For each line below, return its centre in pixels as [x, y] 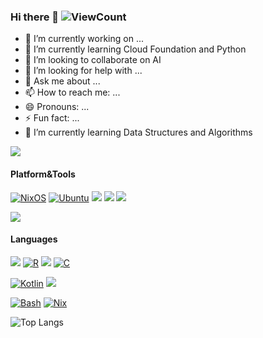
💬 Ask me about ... [62, 81]
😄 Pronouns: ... [57, 107]
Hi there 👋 [35, 17]
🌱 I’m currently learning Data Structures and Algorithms [138, 132]
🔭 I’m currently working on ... [84, 39]
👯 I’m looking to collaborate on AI [93, 60]
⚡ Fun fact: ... [52, 118]
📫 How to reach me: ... [72, 92]
